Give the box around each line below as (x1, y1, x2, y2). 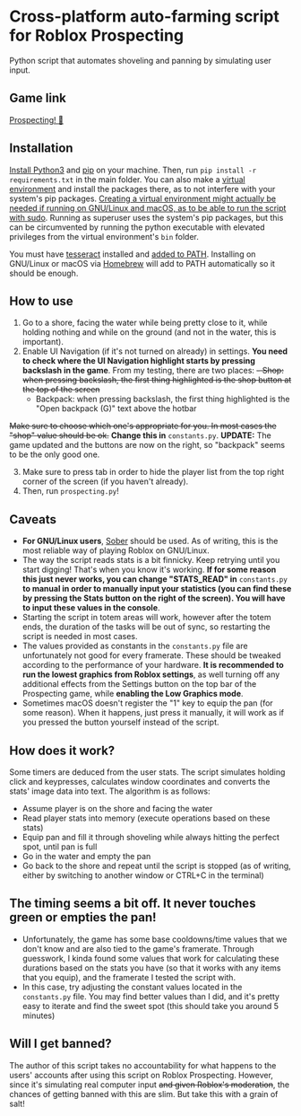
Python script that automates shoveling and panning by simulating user (9, 55, 271, 66)
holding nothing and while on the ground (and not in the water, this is (21, 327, 277, 338)
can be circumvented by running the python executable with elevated (9, 222, 266, 233)
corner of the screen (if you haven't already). (21, 476, 189, 487)
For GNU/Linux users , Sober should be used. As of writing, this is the (21, 536, 279, 547)
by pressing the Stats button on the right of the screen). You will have (21, 593, 286, 603)
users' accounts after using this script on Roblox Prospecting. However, (9, 1069, 273, 1080)
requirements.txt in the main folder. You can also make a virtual (9, 173, 245, 185)
